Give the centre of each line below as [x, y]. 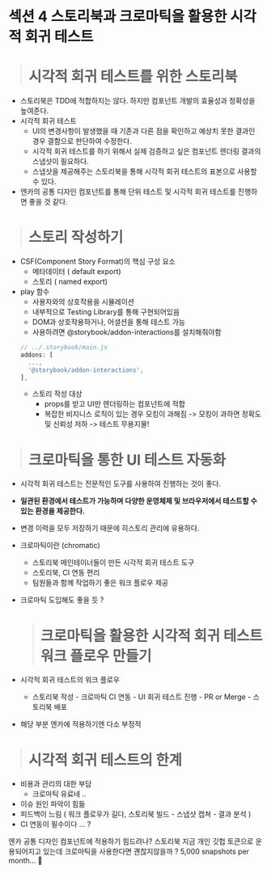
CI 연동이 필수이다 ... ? [55, 824]
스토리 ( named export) [70, 282]
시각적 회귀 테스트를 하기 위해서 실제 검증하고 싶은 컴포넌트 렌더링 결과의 [146, 151]
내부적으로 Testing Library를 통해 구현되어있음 [106, 312]
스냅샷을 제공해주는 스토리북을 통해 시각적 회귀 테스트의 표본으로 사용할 [144, 171]
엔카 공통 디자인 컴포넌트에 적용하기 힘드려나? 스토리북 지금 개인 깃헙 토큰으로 [131, 841]
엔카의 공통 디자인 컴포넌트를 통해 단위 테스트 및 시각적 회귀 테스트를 [128, 192]
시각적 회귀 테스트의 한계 [105, 760]
